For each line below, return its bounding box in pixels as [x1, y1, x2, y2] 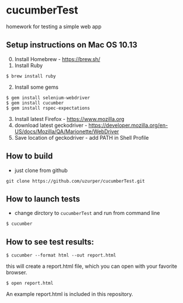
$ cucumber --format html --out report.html [6, 253, 116, 258]
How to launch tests [6, 194, 80, 204]
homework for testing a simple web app [6, 23, 102, 30]
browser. [6, 269, 27, 276]
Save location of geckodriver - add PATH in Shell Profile [14, 134, 149, 141]
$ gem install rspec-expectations [6, 105, 91, 111]
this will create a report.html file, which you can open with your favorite [6, 262, 177, 270]
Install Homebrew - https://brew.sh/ [14, 55, 101, 62]
